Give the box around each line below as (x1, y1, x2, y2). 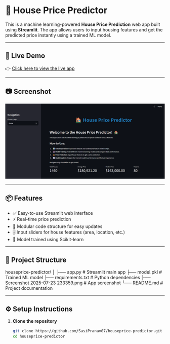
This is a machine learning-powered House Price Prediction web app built (5, 21, 160, 27)
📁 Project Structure (5, 256, 67, 264)
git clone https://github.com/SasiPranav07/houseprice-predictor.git (12, 329, 163, 334)
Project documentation (5, 285, 53, 291)
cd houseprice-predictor (12, 334, 65, 339)
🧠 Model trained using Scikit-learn (12, 236, 84, 242)
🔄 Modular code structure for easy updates (12, 223, 103, 230)
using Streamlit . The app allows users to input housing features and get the (5, 26, 163, 32)
